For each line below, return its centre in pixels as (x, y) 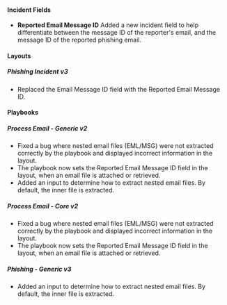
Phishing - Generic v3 (39, 269)
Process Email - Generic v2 (47, 128)
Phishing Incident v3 (38, 72)
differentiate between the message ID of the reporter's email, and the (117, 33)
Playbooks (23, 113)
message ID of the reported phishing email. (79, 40)
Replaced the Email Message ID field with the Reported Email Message (119, 89)
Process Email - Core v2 (43, 206)
